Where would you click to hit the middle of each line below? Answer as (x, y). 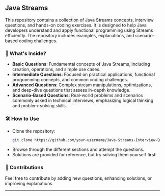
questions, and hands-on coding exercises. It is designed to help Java (76, 25)
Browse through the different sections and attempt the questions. (78, 149)
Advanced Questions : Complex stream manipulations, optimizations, (82, 85)
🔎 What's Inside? (26, 53)
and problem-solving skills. (40, 106)
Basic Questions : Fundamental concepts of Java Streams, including (81, 64)
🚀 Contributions (24, 168)
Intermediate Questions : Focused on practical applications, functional (83, 74)
